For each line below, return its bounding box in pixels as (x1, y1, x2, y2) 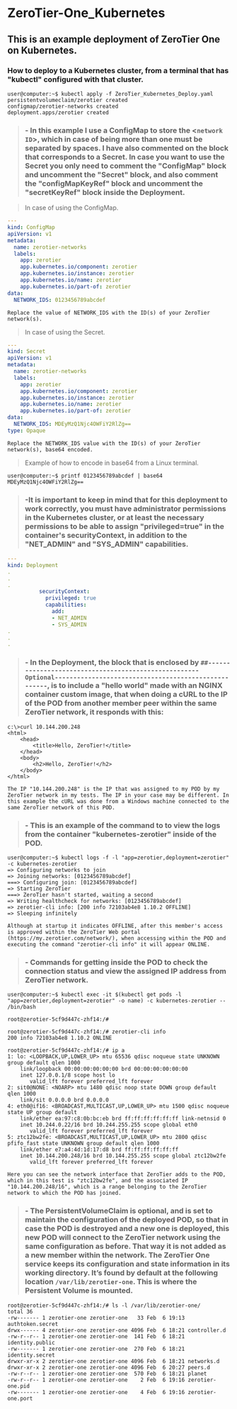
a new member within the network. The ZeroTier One (24, 1250, 210, 1260)
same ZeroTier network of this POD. (7, 804, 115, 811)
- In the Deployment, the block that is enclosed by (24, 658, 200, 668)
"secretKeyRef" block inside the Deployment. (24, 187, 185, 197)
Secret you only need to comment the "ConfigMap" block (24, 161, 226, 171)
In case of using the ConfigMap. (24, 203, 119, 212)
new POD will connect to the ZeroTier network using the (24, 1233, 221, 1242)
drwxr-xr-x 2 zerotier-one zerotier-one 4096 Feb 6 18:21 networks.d (7, 1357, 220, 1365)
